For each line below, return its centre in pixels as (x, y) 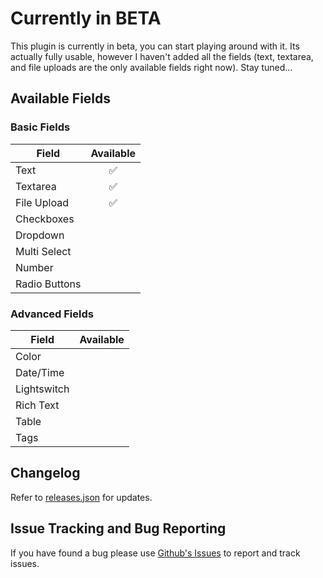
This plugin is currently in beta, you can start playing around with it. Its (155, 46)
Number (34, 267)
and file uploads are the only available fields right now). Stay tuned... (151, 67)
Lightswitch (42, 389)
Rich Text (37, 405)
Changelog (45, 473)
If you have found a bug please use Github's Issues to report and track (155, 553)
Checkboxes (45, 219)
